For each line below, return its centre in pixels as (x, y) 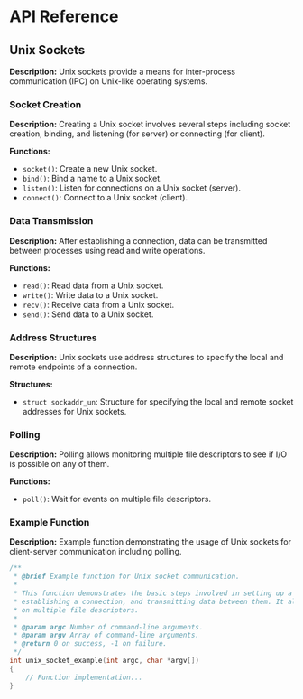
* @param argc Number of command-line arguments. (108, 627)
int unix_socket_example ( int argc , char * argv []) (105, 661)
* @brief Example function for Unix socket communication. (127, 577)
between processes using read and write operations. (107, 250)
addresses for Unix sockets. (74, 411)
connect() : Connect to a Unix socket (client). (105, 198)
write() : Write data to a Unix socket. (90, 294)
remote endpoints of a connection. (73, 367)
